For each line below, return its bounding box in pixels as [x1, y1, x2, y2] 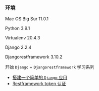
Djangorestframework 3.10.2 [5, 54, 63, 60]
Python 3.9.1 [5, 26, 30, 31]
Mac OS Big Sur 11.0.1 [5, 16, 49, 22]
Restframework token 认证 [12, 81, 66, 87]
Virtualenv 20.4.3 [5, 35, 41, 41]
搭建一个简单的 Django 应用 [12, 75, 68, 81]
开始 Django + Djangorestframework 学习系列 [5, 64, 95, 70]
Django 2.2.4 [5, 44, 32, 50]
